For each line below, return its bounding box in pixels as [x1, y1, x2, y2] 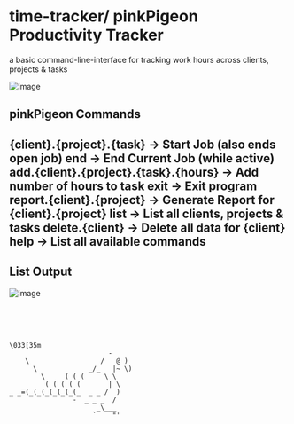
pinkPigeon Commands [9, 106, 142, 122]
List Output [9, 264, 73, 279]
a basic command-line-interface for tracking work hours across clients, [9, 54, 269, 65]
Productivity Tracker [9, 25, 164, 45]
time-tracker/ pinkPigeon [9, 6, 199, 27]
